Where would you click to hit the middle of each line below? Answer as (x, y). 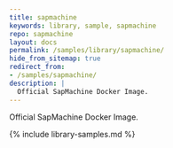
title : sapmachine (43, 17)
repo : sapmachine (41, 34)
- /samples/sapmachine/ (53, 75)
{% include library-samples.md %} (72, 134)
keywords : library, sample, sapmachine (83, 26)
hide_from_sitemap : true (55, 58)
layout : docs (33, 42)
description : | (37, 83)
